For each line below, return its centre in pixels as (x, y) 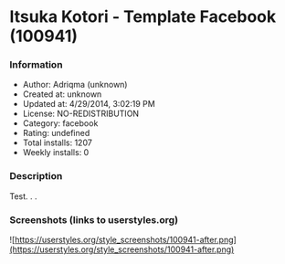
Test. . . (24, 196)
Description (36, 176)
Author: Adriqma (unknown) (75, 85)
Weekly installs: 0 (56, 153)
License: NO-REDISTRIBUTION (81, 114)
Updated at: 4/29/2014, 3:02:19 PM (89, 104)
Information (36, 65)
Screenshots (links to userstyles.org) (94, 219)
